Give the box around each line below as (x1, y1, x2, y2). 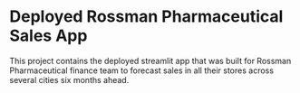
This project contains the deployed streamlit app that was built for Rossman (9, 55, 292, 66)
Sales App (9, 25, 88, 46)
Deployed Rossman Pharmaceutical (9, 6, 284, 27)
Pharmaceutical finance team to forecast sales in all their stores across (9, 65, 275, 76)
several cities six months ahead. (9, 74, 130, 85)
